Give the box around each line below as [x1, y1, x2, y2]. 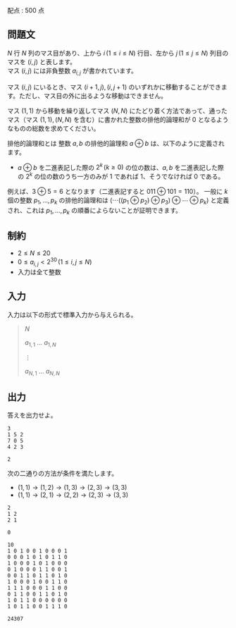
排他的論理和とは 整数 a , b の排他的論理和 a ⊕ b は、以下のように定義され [7, 139, 225, 147]
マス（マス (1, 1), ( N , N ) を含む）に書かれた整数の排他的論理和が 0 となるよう [7, 115, 229, 123]
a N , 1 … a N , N [24, 367, 60, 377]
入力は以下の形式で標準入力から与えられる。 [7, 310, 137, 319]
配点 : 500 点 [7, 6, 44, 14]
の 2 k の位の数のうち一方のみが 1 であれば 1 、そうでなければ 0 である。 [17, 171, 225, 180]
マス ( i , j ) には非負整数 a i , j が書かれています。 [7, 66, 137, 76]
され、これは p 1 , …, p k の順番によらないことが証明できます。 [7, 206, 182, 216]
